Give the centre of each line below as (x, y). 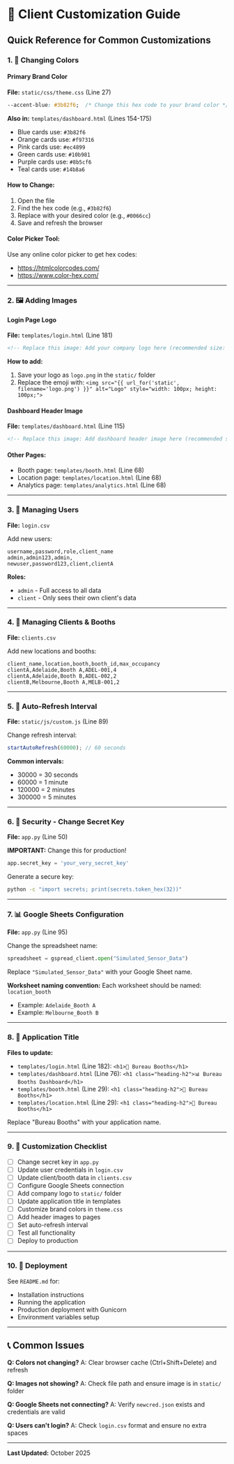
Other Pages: (27, 454)
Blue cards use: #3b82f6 (51, 131)
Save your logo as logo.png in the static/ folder (86, 375)
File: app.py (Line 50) (38, 837)
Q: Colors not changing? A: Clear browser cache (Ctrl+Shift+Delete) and (112, 1362)
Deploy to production (48, 1241)
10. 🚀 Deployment (37, 1266)
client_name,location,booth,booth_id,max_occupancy (84, 663)
